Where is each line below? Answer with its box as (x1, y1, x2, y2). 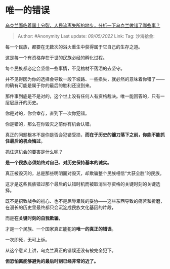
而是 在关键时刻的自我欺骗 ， (5, 215, 63, 221)
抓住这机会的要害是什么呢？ (5, 149, 63, 155)
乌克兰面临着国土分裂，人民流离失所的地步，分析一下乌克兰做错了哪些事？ (5, 22, 160, 28)
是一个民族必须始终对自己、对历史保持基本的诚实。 (5, 159, 112, 165)
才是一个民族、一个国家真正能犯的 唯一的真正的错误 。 (5, 226, 116, 232)
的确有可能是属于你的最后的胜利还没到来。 (5, 82, 94, 88)
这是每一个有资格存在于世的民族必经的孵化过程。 (5, 54, 107, 61)
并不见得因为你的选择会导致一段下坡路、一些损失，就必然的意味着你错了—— (5, 76, 165, 82)
